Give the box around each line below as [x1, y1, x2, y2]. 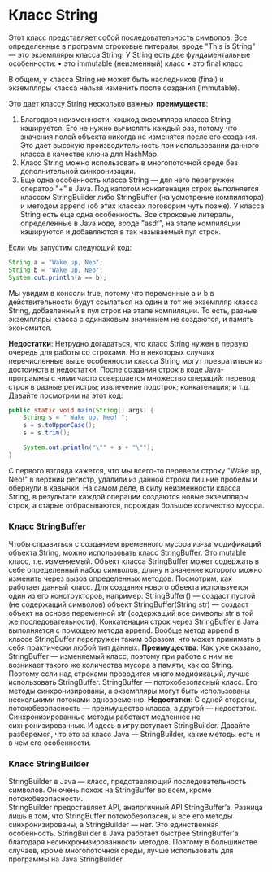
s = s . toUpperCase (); [23, 421, 96, 429]
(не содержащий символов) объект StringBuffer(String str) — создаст [8, 599, 249, 609]
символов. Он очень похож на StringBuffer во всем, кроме [8, 785, 213, 795]
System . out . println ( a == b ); [8, 273, 107, 281]
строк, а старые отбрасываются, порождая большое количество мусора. [8, 500, 265, 510]
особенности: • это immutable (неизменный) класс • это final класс [8, 59, 244, 68]
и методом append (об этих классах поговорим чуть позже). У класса [19, 201, 265, 211]
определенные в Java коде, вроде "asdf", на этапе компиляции [19, 218, 241, 228]
